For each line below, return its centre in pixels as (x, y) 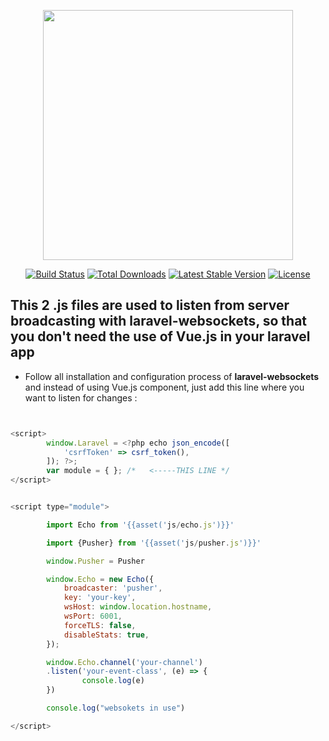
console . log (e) (113, 681)
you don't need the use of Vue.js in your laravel (160, 336)
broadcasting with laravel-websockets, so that (159, 321)
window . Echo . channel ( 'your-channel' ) (124, 662)
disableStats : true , (106, 635)
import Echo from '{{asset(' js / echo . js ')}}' (140, 525)
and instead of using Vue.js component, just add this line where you (164, 387)
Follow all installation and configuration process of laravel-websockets (172, 376)
